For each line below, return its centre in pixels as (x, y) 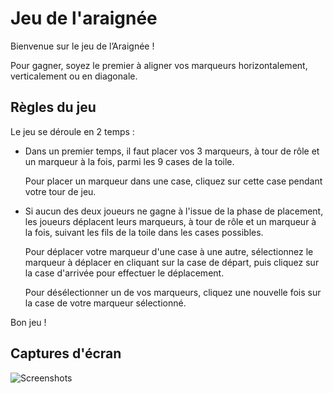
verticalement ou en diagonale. (74, 76)
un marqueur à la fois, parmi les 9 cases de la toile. (129, 161)
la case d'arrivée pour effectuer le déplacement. (124, 273)
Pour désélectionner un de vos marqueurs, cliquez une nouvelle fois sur (173, 292)
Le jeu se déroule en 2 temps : (72, 131)
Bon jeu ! (28, 322)
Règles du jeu (53, 107)
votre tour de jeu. (60, 191)
